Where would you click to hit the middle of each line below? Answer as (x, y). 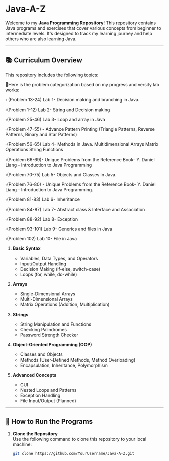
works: (12, 90)
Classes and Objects (41, 354)
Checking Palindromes (43, 329)
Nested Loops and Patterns (48, 390)
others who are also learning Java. (41, 39)
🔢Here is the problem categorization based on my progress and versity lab (82, 84)
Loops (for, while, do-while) (49, 274)
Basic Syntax (27, 248)
